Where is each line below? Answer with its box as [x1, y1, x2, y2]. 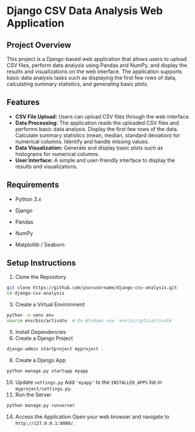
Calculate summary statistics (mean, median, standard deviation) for [15, 131, 180, 139]
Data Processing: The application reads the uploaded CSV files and [15, 119, 179, 126]
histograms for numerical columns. [15, 150, 100, 157]
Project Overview [6, 40, 71, 50]
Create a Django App [15, 356, 66, 363]
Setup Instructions [6, 258, 76, 268]
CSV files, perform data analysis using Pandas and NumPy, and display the [6, 62, 187, 69]
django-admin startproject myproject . [6, 346, 104, 352]
